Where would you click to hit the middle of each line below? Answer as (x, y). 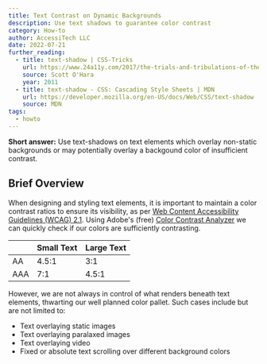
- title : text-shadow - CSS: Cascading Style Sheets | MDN (115, 89)
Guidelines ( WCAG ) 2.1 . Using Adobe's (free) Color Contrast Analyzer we (127, 219)
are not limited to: (37, 310)
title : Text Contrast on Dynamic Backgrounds (85, 15)
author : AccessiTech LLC (49, 38)
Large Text (106, 247)
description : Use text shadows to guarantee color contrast (110, 23)
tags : (17, 112)
